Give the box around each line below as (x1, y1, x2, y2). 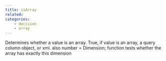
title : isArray (5, 7, 37, 12)
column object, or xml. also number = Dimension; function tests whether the (5, 45, 162, 51)
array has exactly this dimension (5, 50, 72, 56)
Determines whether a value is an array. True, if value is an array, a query (5, 39, 156, 45)
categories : (5, 16, 30, 21)
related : (5, 12, 23, 17)
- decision (14, 21, 37, 26)
